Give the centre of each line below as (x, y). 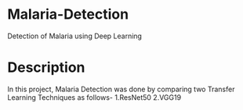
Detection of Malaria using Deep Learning (75, 36)
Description (46, 67)
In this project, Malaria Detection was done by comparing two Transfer (121, 89)
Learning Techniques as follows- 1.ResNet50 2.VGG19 (94, 97)
